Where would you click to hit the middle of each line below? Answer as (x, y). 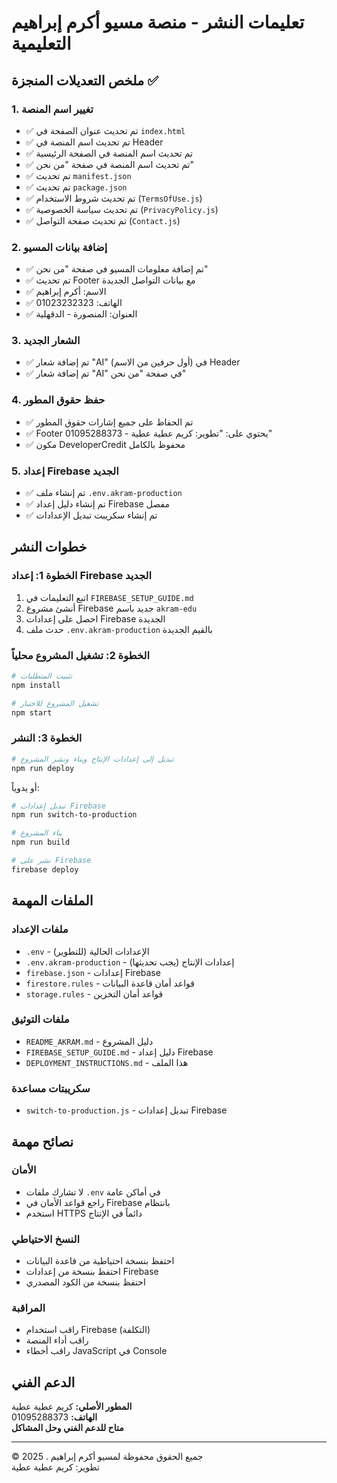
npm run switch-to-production (74, 815)
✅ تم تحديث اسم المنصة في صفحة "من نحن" (110, 164)
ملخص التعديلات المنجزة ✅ (85, 80)
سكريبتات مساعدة (51, 1088)
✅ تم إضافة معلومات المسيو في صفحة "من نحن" (117, 269)
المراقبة (28, 1308)
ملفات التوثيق (40, 1019)
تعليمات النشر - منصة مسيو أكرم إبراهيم (158, 22)
